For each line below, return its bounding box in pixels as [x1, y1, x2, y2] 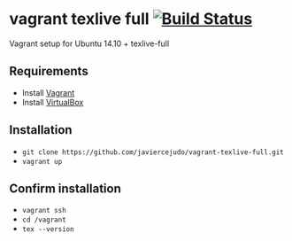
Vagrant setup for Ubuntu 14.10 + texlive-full [9, 38, 170, 49]
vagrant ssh [21, 206, 66, 215]
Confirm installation [9, 181, 121, 196]
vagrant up [21, 157, 63, 166]
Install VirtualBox [21, 97, 84, 107]
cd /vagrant [21, 215, 66, 225]
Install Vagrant [21, 87, 75, 97]
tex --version [21, 225, 74, 234]
